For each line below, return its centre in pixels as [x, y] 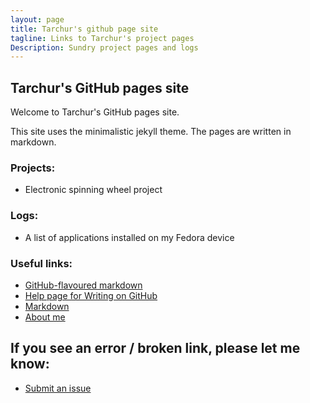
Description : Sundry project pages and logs [104, 47]
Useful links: [41, 263]
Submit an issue [58, 388]
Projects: [33, 168]
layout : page [37, 19]
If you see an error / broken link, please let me [155, 348]
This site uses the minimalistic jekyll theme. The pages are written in [151, 132]
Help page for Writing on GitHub [91, 295]
